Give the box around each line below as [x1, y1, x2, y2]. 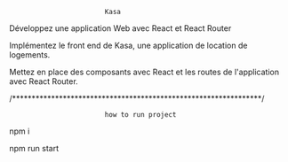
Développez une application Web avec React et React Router [9, 23, 232, 34]
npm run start [9, 143, 60, 153]
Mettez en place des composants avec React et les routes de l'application [9, 66, 280, 77]
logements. [9, 50, 51, 60]
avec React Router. [9, 76, 78, 87]
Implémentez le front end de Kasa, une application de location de [9, 40, 248, 50]
